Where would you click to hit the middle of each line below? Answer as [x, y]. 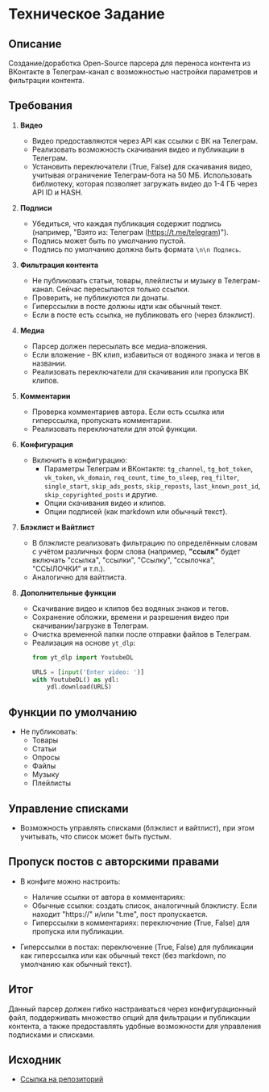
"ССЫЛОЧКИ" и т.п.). [68, 568]
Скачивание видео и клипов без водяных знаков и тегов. [130, 608]
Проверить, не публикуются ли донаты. [100, 297]
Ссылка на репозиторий [62, 1079]
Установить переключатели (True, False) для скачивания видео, [142, 166]
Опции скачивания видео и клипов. [105, 503]
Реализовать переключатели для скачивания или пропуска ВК [141, 371]
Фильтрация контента [59, 265]
